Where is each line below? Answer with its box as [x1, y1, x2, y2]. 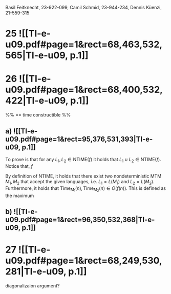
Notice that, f [5, 163, 33, 169]
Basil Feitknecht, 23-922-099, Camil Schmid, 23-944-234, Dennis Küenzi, [5, 5, 162, 10]
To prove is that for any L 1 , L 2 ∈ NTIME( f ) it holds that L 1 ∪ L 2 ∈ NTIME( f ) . [5, 156, 161, 164]
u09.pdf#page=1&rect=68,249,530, [5, 255, 162, 266]
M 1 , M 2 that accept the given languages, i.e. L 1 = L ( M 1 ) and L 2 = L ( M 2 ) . [5, 178, 155, 186]
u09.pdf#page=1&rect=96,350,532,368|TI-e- [5, 215, 155, 224]
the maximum [5, 192, 34, 199]
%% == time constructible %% [5, 112, 71, 118]
